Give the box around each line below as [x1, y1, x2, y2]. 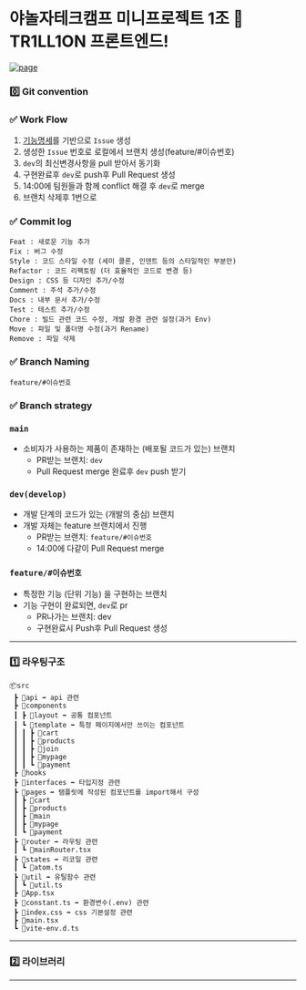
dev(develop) [9, 489, 67, 500]
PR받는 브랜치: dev [36, 454, 103, 465]
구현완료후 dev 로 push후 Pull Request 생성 [22, 170, 176, 180]
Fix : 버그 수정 [9, 247, 64, 256]
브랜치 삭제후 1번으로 [22, 192, 97, 203]
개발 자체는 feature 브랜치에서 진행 [22, 521, 148, 531]
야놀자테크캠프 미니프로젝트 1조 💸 [9, 8, 244, 29]
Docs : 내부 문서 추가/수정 [9, 295, 101, 305]
